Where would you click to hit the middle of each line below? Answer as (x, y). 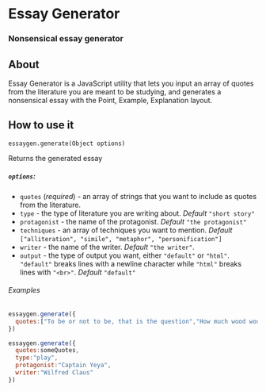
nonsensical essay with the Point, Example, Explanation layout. (110, 100)
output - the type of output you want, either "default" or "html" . (124, 255)
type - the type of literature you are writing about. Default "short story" (137, 213)
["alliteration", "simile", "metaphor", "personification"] (121, 239)
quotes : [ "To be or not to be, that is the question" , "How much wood (131, 321)
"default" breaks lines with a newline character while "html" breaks (131, 263)
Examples (25, 290)
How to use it (41, 125)
